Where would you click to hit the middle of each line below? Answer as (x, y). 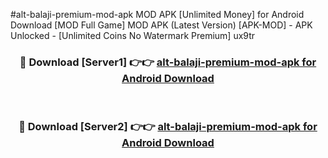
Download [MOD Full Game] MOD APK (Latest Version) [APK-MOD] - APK (161, 25)
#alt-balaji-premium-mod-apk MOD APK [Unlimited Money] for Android (157, 14)
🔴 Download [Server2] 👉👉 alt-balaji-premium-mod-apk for (168, 127)
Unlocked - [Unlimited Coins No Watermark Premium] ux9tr (133, 35)
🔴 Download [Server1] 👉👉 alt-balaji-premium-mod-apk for (168, 62)
